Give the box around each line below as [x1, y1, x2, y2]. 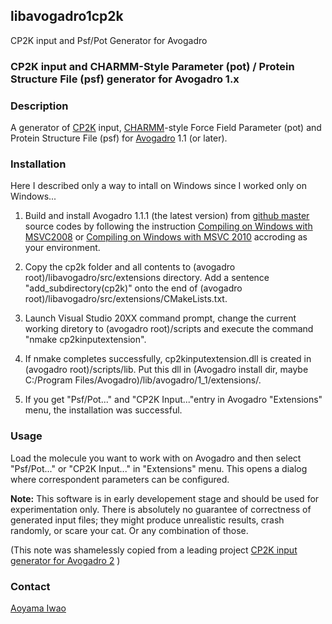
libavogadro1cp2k [10, 8, 124, 25]
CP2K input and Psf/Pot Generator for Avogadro [10, 34, 208, 46]
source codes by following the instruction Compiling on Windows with [24, 220, 313, 233]
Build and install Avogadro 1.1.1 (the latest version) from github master [24, 210, 310, 222]
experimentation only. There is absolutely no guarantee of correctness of [10, 503, 312, 515]
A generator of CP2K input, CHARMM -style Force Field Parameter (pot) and [10, 122, 322, 134]
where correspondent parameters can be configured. [10, 473, 230, 485]
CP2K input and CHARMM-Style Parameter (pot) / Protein [10, 59, 295, 73]
